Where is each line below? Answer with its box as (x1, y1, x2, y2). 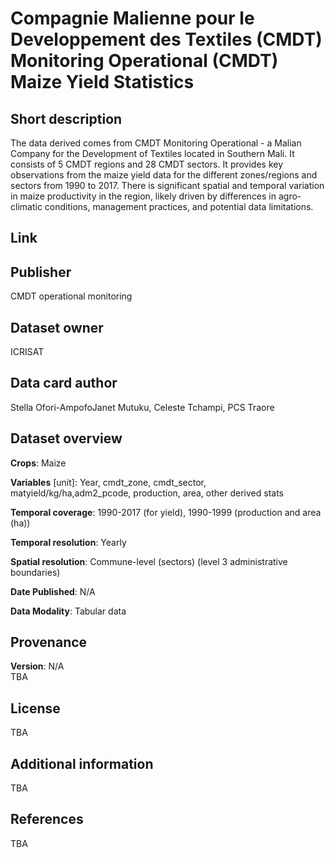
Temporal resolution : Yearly (10, 536, 127, 548)
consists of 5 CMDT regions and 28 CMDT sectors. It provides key (10, 158, 284, 170)
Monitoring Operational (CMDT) (10, 50, 279, 72)
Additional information (10, 755, 154, 772)
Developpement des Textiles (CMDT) (10, 28, 323, 51)
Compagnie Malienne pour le (10, 7, 255, 30)
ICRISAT (10, 346, 45, 358)
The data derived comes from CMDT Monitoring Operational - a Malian (10, 137, 302, 149)
